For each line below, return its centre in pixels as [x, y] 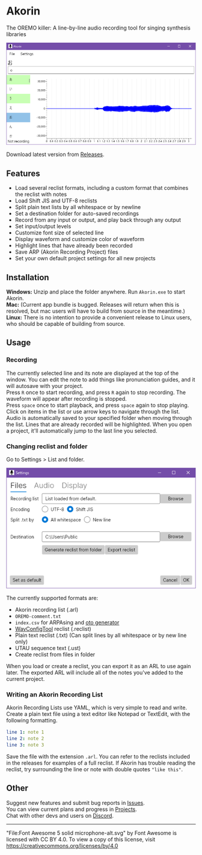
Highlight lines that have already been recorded [74, 246]
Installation [28, 277]
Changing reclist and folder [47, 446]
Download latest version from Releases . [55, 154]
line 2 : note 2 [25, 739]
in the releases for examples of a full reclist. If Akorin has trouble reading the [101, 763]
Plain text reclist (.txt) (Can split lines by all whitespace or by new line [101, 635]
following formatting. [32, 721]
